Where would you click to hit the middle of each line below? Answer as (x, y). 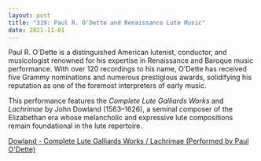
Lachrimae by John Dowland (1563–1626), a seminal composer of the (121, 109)
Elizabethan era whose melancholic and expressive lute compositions (121, 118)
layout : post (29, 15)
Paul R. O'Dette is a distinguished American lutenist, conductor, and (118, 53)
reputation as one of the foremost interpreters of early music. (107, 86)
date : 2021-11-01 (37, 30)
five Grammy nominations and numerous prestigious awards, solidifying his (130, 77)
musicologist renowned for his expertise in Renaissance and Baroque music (131, 60)
